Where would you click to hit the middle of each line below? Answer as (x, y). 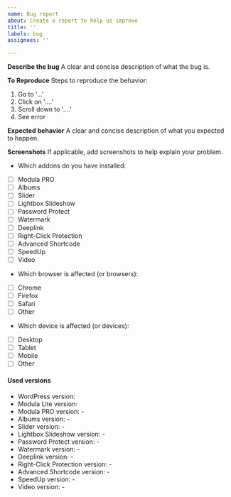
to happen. (23, 138)
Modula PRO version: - (51, 411)
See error (32, 117)
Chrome (29, 288)
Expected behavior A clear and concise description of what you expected (116, 131)
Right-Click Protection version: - (65, 464)
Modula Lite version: (48, 404)
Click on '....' (36, 102)
